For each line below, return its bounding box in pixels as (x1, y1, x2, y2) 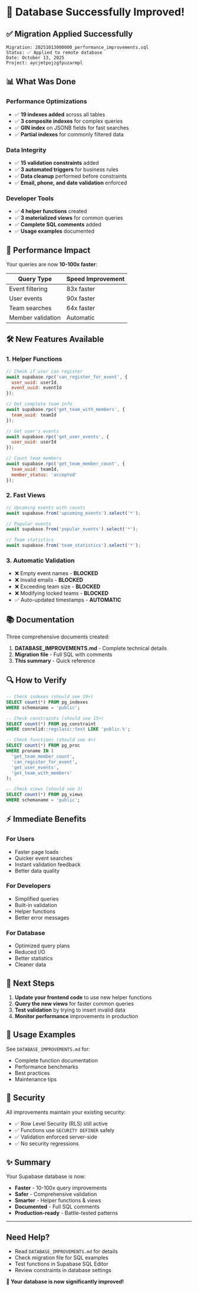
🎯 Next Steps (6, 978, 55, 988)
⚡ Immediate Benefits (6, 814, 87, 824)
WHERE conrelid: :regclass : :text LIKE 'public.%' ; (6, 726, 131, 732)
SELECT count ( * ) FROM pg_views (6, 791, 83, 798)
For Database (6, 928, 45, 937)
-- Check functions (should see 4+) (6, 737, 96, 743)
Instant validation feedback (14, 860, 81, 868)
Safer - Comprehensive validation (14, 1191, 97, 1198)
